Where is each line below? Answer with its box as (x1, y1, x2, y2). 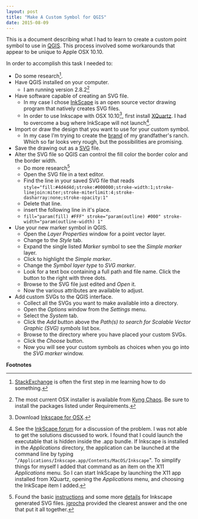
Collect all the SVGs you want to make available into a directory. (23, 299, 179, 307)
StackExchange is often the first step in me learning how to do (14, 378, 166, 385)
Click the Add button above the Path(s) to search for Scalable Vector (23, 318, 191, 325)
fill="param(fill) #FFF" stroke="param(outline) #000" (23, 214, 161, 220)
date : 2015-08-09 (6, 20, 49, 25)
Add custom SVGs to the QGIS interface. (14, 293, 113, 300)
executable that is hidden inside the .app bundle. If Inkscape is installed (14, 437, 189, 444)
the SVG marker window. (23, 350, 84, 357)
